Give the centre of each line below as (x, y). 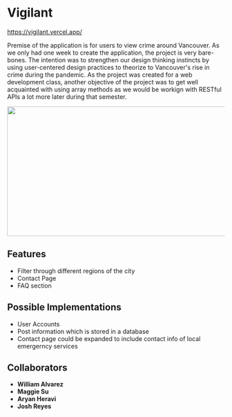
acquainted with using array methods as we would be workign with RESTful (115, 89)
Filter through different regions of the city (76, 270)
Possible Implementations (65, 307)
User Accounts (38, 324)
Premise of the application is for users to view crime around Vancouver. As (113, 45)
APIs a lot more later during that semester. (67, 96)
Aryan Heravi (37, 399)
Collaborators (37, 368)
